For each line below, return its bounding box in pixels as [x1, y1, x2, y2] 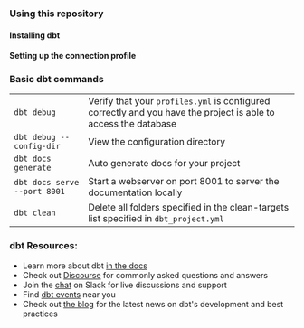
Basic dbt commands [9, 73, 104, 86]
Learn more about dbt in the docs [22, 260, 147, 271]
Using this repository [9, 7, 104, 20]
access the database [88, 117, 177, 130]
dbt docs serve [14, 177, 80, 188]
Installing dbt [9, 30, 61, 41]
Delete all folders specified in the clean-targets [88, 201, 290, 214]
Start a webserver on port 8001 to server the [88, 175, 280, 188]
